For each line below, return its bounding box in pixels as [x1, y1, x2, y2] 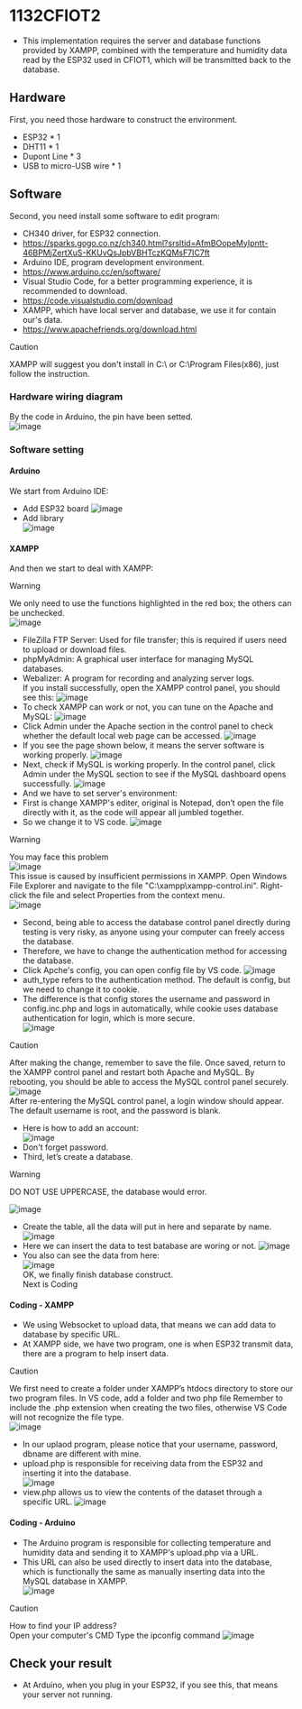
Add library [22, 512, 65, 523]
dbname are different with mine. [22, 1448, 142, 1459]
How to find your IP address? [9, 1620, 117, 1631]
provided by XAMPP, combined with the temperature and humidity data [22, 44, 288, 55]
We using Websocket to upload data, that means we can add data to [22, 1319, 277, 1330]
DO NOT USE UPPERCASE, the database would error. [9, 1187, 207, 1198]
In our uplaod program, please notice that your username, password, [22, 1439, 279, 1450]
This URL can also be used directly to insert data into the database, [22, 1557, 272, 1567]
